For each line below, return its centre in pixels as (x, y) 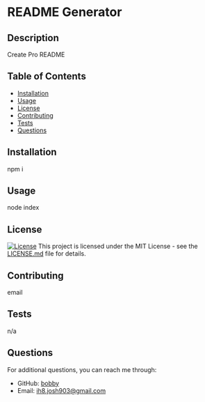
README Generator (65, 12)
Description (33, 38)
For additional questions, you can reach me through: (82, 369)
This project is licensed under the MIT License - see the (118, 246)
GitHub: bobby (38, 383)
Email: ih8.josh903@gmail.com (61, 390)
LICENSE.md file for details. (47, 254)
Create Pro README (36, 54)
